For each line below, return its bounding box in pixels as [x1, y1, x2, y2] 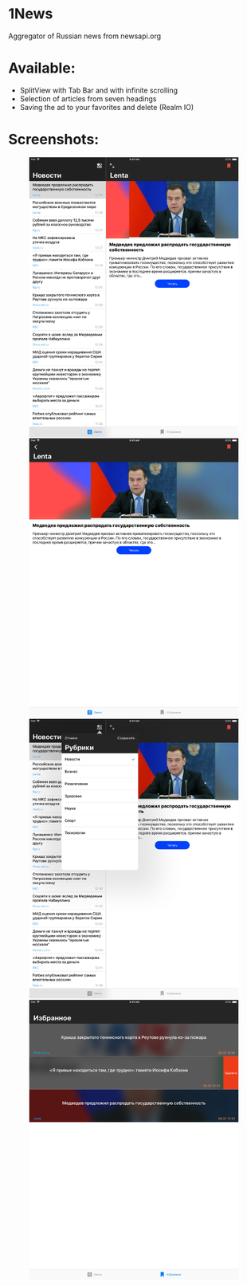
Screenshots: [8, 131, 100, 148]
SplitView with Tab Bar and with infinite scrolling [19, 85, 178, 95]
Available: [8, 59, 76, 77]
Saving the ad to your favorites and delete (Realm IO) [19, 102, 194, 112]
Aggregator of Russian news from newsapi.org [8, 31, 162, 41]
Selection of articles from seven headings [19, 93, 157, 104]
